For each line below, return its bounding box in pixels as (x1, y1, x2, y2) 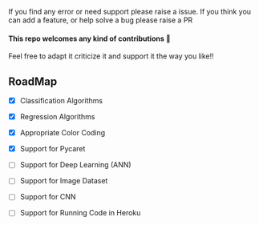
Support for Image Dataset (19, 176, 108, 186)
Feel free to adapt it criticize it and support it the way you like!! (8, 51, 214, 61)
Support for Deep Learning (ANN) (19, 160, 132, 170)
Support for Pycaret (19, 144, 86, 154)
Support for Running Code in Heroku (19, 208, 141, 218)
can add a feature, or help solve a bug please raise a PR (8, 15, 193, 25)
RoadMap (8, 74, 58, 88)
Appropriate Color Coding (19, 128, 106, 138)
